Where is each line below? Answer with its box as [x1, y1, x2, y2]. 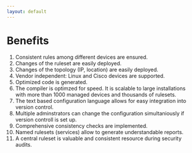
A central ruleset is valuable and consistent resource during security [15, 135, 182, 142]
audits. [15, 141, 32, 148]
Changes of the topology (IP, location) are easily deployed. [15, 66, 159, 73]
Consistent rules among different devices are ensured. [15, 54, 148, 61]
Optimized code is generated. [15, 78, 88, 85]
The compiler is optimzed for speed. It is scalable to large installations [15, 85, 186, 92]
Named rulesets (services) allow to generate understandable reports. [15, 128, 184, 135]
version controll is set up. [15, 116, 77, 123]
